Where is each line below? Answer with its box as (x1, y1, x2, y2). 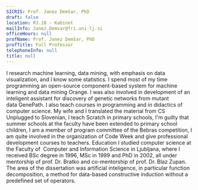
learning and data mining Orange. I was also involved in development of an (6, 88, 190, 95)
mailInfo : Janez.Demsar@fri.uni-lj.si (6, 25, 103, 32)
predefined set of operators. (6, 177, 76, 184)
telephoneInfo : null (6, 48, 58, 54)
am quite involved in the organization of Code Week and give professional (6, 132, 188, 140)
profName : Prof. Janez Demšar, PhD (6, 36, 95, 42)
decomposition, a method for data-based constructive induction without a (6, 170, 188, 177)
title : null (6, 53, 36, 59)
